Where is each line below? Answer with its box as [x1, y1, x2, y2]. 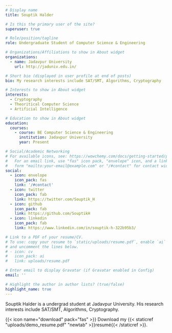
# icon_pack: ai [5, 254, 45, 259]
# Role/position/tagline [5, 35, 58, 41]
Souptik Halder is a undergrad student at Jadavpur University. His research [5, 301, 164, 307]
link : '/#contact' [14, 182, 54, 188]
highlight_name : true [5, 286, 52, 292]
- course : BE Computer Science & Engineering [14, 130, 114, 135]
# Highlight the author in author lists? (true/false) [5, 282, 125, 287]
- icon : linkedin [10, 216, 47, 221]
